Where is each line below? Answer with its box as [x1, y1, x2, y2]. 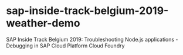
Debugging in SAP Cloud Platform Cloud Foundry [6, 42, 125, 49]
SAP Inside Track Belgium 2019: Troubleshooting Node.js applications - [6, 36, 178, 43]
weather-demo [6, 16, 80, 30]
